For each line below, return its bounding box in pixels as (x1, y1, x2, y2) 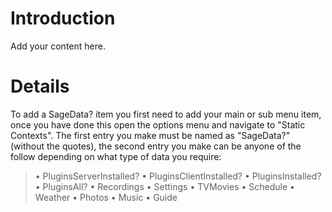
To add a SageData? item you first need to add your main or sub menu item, (10, 108, 322, 120)
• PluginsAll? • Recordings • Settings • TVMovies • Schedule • (34, 180, 295, 192)
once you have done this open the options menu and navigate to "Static (10, 118, 306, 131)
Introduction (10, 7, 116, 30)
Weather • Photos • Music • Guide (34, 191, 178, 203)
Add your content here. (10, 40, 106, 52)
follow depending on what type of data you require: (10, 150, 222, 162)
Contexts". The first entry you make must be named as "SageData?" (10, 129, 291, 141)
